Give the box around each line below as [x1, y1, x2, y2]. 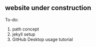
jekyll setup [12, 31, 36, 37]
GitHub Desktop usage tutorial [12, 36, 73, 42]
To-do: [5, 16, 19, 22]
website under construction [5, 4, 92, 12]
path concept [12, 26, 39, 32]
